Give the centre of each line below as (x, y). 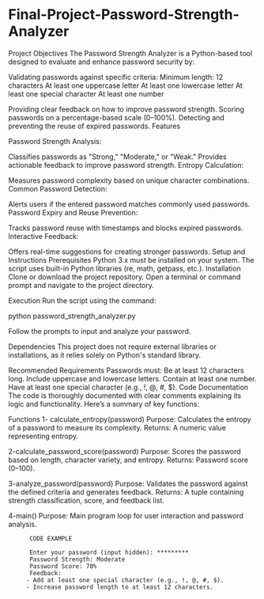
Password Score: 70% (63, 566)
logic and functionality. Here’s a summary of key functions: (104, 404)
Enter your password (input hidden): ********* (109, 552)
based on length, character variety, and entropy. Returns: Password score (128, 460)
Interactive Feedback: (43, 236)
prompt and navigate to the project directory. (81, 285)
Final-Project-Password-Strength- (124, 15)
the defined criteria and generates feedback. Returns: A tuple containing (126, 491)
